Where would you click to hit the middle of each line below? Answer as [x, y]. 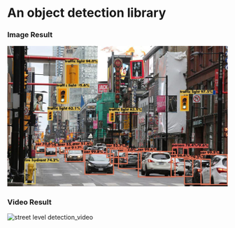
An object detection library [87, 13]
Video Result [29, 202]
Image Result [30, 35]
